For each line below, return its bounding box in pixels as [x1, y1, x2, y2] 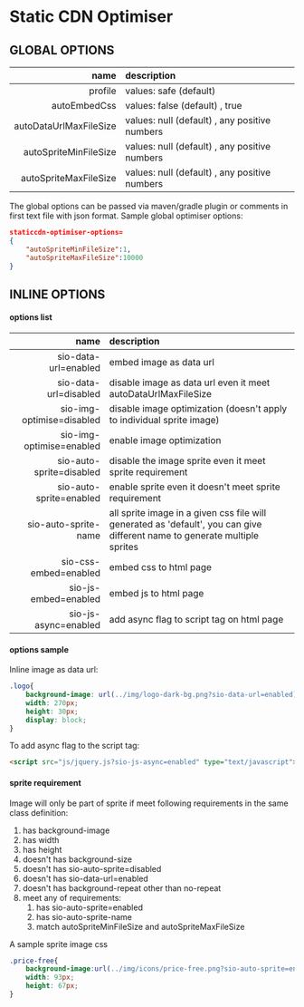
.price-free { [9, 956, 59, 965]
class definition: [9, 807, 69, 818]
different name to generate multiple [109, 528, 260, 541]
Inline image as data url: [9, 664, 99, 675]
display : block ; [25, 715, 88, 724]
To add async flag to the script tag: [9, 741, 140, 751]
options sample [9, 644, 70, 654]
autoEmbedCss [51, 100, 117, 111]
